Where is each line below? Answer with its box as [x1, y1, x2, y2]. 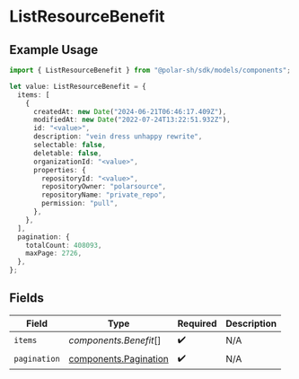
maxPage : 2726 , [25, 249, 83, 258]
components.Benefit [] [68, 334, 162, 347]
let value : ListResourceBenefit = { [9, 82, 146, 91]
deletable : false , [32, 148, 102, 158]
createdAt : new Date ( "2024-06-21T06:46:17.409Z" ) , [32, 107, 227, 116]
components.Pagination [68, 353, 169, 366]
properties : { [32, 165, 87, 174]
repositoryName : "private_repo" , [41, 190, 167, 199]
